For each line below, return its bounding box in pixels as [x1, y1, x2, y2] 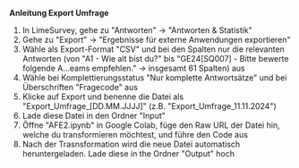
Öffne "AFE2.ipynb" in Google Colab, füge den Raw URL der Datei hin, [21, 120, 280, 130]
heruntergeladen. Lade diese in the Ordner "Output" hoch [21, 148, 235, 159]
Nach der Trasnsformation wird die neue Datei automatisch [21, 139, 241, 149]
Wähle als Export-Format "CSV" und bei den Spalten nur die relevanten [21, 44, 285, 55]
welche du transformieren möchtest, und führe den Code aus [21, 130, 249, 139]
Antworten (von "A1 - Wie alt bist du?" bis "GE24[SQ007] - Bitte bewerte [21, 54, 289, 63]
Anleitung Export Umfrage [9, 8, 109, 18]
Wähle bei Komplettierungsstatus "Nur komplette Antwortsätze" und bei [21, 72, 287, 83]
